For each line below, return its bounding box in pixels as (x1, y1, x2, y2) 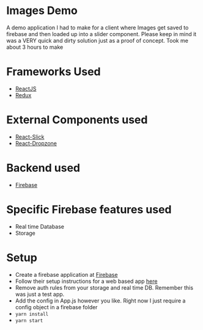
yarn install (15, 311, 49, 317)
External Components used (6, 113, 148, 127)
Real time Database (15, 222, 65, 230)
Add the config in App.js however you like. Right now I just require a (15, 297, 186, 304)
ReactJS (15, 85, 37, 92)
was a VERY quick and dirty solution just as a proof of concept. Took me (6, 37, 188, 44)
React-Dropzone (15, 139, 57, 147)
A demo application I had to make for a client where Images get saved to (6, 24, 189, 31)
